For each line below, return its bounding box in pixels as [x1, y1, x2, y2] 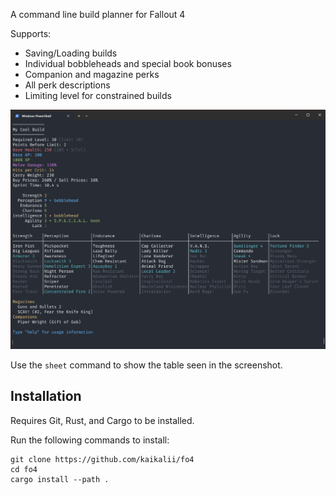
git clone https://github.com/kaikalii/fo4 [10, 454, 195, 464]
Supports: [10, 28, 52, 39]
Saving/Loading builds [24, 47, 118, 59]
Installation [10, 388, 82, 405]
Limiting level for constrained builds [24, 90, 172, 101]
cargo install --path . [10, 474, 110, 484]
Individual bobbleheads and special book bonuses [24, 58, 232, 69]
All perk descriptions [24, 79, 111, 91]
